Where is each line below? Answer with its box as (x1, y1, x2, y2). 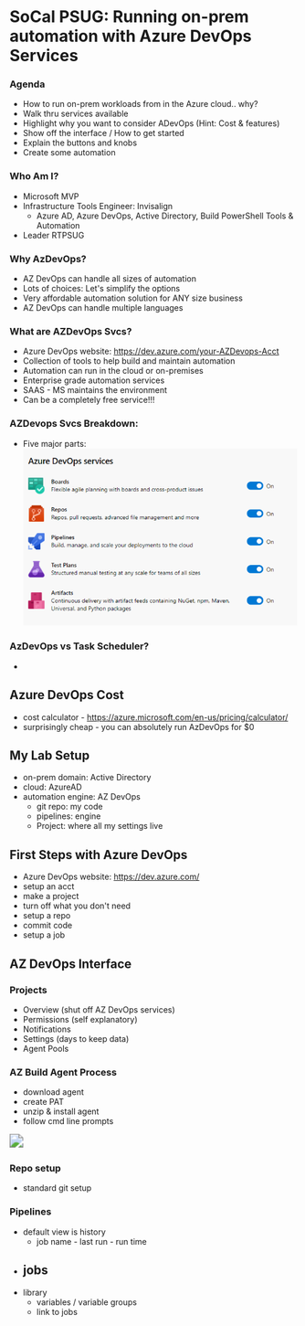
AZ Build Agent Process (9, 1066, 117, 1078)
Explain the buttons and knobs (22, 137, 138, 148)
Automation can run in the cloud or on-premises (22, 366, 204, 377)
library (22, 1287, 47, 1298)
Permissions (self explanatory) (22, 1013, 139, 1024)
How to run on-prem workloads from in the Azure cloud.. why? (22, 99, 258, 110)
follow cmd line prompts (22, 1116, 114, 1127)
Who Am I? (9, 170, 59, 183)
